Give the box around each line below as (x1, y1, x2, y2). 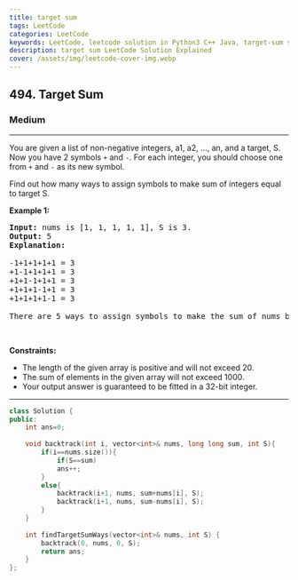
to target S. (9, 187, 51, 198)
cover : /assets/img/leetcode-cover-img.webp (9, 54, 176, 63)
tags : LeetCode (9, 21, 66, 30)
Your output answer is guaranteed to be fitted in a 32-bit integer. (21, 381, 258, 392)
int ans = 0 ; (25, 423, 66, 432)
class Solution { (9, 406, 74, 416)
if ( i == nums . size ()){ (41, 448, 117, 457)
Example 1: (9, 205, 51, 216)
